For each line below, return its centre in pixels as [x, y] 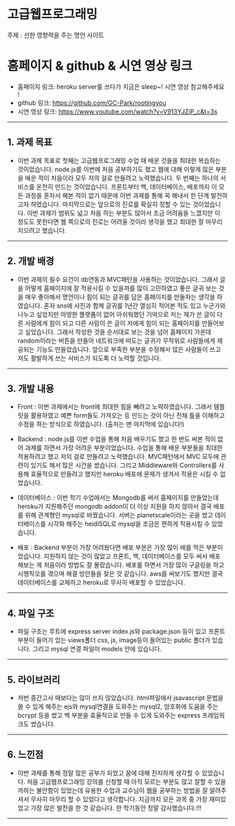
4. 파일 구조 [31, 613]
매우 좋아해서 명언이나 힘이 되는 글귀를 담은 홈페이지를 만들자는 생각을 [120, 297]
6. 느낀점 [26, 755]
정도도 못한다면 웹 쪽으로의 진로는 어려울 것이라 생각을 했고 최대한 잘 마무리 [120, 222]
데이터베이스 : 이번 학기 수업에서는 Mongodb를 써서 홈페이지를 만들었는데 [118, 498]
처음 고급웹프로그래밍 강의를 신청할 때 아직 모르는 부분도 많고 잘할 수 [120, 781]
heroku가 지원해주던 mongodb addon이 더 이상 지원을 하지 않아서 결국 [114, 506]
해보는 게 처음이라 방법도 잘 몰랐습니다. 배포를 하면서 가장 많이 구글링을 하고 [121, 565]
